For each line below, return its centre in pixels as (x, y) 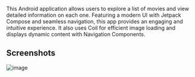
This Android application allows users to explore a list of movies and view (98, 9)
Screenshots (31, 53)
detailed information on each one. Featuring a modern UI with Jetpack (94, 15)
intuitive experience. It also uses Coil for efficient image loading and (91, 28)
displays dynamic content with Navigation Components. (76, 34)
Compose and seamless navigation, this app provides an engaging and (95, 21)
